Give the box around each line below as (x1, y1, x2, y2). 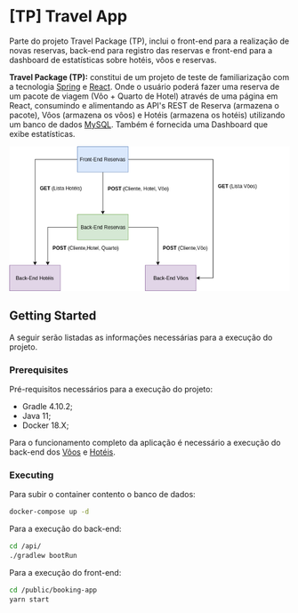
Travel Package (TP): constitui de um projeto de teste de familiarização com (9, 71, 290, 82)
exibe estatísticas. (9, 128, 76, 139)
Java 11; (21, 411, 52, 422)
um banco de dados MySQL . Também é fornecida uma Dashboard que (9, 118, 269, 130)
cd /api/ (9, 542, 42, 551)
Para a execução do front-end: (9, 567, 122, 577)
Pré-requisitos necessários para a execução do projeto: (9, 384, 213, 395)
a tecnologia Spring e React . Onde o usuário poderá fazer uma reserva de (9, 81, 280, 92)
